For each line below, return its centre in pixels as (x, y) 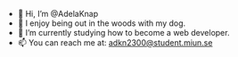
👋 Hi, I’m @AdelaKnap (58, 14)
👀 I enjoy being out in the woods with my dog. (102, 23)
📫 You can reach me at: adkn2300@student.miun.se (115, 43)
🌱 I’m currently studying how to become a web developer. (123, 33)
